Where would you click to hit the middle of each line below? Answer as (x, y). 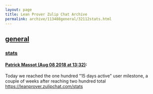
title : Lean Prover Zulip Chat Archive (46, 14)
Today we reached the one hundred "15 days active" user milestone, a (77, 76)
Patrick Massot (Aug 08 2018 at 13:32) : (46, 65)
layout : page (19, 10)
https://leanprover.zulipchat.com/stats (44, 86)
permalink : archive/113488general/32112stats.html (58, 19)
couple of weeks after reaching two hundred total (55, 81)
